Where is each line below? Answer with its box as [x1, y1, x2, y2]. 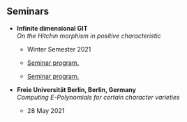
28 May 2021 [27, 106, 65, 114]
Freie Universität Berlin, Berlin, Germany [16, 85, 137, 93]
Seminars [6, 6, 50, 17]
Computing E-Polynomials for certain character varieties [16, 93, 180, 101]
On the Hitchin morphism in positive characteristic [16, 31, 161, 40]
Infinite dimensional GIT [16, 24, 88, 32]
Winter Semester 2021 [27, 45, 91, 53]
